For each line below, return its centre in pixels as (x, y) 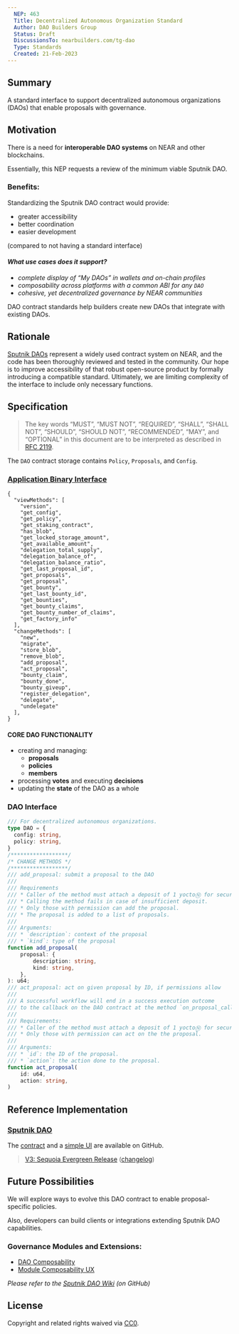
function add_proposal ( (43, 948)
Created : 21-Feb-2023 (46, 54)
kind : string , (54, 968)
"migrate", (36, 643)
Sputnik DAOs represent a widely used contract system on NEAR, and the (115, 353)
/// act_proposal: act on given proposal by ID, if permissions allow (114, 988)
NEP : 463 (27, 14)
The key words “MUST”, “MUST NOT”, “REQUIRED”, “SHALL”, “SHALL (127, 424)
